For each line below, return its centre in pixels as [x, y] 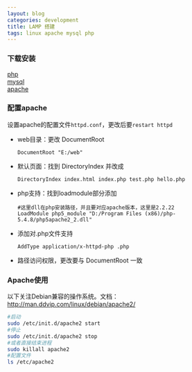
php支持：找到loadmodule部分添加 [67, 193]
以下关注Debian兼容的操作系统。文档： [63, 296]
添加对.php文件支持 [45, 233]
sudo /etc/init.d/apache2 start [54, 323]
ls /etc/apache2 [30, 362]
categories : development [43, 20]
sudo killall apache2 [38, 349]
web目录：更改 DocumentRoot [61, 139]
